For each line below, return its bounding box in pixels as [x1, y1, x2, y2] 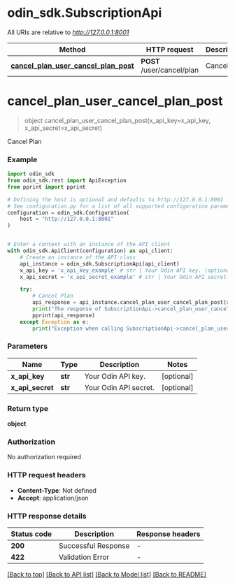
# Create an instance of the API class [20, 254, 136, 261]
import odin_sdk [7, 171, 55, 178]
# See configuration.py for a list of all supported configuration [7, 203, 208, 210]
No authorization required [7, 453, 82, 461]
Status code [10, 529, 52, 539]
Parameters [7, 341, 48, 351]
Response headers [136, 529, 201, 539]
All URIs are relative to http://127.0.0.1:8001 [7, 28, 129, 36]
